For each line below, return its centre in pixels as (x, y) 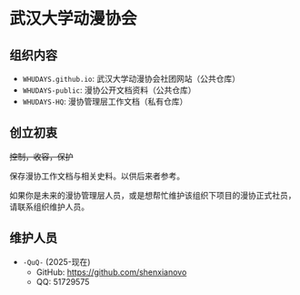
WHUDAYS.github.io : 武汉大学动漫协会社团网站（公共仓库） (131, 79)
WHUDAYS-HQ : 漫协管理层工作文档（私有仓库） (105, 102)
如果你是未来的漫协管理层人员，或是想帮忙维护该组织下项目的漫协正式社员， (153, 195)
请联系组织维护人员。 (49, 207)
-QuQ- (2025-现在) (56, 261)
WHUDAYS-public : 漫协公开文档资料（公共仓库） (110, 90)
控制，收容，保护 (41, 157)
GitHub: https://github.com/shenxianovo (111, 272)
